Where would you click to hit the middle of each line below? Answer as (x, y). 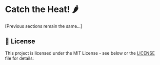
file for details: (20, 58)
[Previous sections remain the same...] (44, 26)
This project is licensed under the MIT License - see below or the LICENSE (80, 53)
